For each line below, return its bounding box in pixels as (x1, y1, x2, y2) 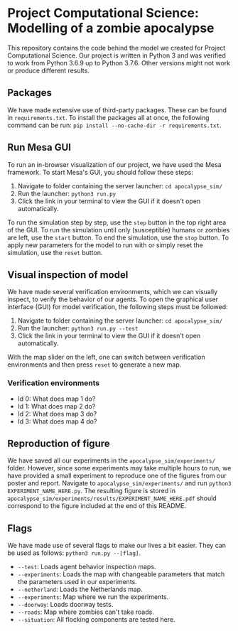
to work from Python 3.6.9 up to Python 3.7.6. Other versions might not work (7, 58, 231, 67)
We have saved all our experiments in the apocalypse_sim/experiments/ (7, 456, 215, 465)
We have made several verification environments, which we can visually (7, 288, 218, 296)
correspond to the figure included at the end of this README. (7, 502, 187, 510)
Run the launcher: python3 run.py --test (17, 324, 139, 333)
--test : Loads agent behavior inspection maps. (17, 563, 156, 571)
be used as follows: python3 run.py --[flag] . (7, 549, 141, 557)
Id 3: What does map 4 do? (17, 417, 97, 426)
